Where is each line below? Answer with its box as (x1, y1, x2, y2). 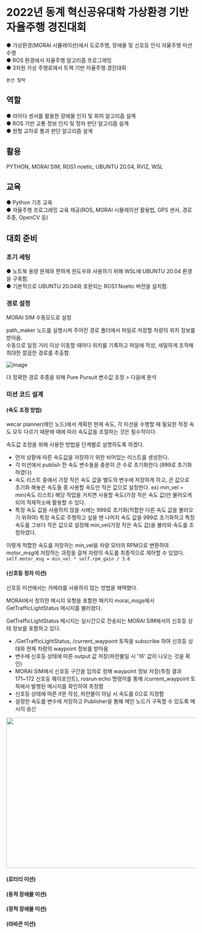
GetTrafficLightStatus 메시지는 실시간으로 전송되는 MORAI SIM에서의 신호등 (6, 617, 187, 624)
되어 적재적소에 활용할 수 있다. (14, 499, 86, 506)
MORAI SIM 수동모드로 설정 (6, 314, 72, 321)
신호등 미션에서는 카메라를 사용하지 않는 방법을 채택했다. (6, 584, 138, 591)
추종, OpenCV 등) (6, 214, 49, 221)
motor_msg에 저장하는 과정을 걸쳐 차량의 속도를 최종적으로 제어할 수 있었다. (6, 549, 185, 556)
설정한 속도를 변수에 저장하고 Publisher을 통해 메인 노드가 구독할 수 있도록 (14, 697, 189, 704)
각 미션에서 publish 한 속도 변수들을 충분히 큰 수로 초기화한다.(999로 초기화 (14, 461, 192, 469)
